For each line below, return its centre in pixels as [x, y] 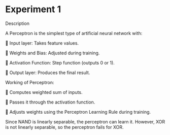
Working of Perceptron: [30, 82]
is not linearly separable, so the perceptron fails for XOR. [64, 127]
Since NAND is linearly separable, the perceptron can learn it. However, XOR [85, 122]
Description [17, 23]
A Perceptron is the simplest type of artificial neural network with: [74, 33]
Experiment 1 [33, 9]
